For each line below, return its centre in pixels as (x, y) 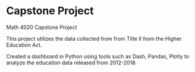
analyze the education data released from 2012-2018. (72, 63)
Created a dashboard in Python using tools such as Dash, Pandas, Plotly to (97, 56)
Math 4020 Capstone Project (42, 27)
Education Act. (24, 45)
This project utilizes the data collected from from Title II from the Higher (94, 38)
